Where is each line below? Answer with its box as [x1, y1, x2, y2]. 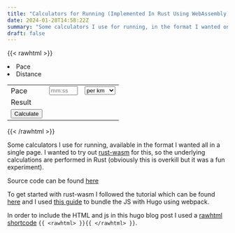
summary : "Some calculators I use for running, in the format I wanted [7, 23, 220, 30]
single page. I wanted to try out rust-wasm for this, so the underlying [7, 148, 206, 157]
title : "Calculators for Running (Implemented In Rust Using [7, 10, 190, 17]
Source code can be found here [7, 176, 99, 185]
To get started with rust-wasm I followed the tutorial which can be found [7, 190, 215, 199]
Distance [16, 70, 42, 78]
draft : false [7, 29, 45, 37]
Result [10, 97, 31, 107]
